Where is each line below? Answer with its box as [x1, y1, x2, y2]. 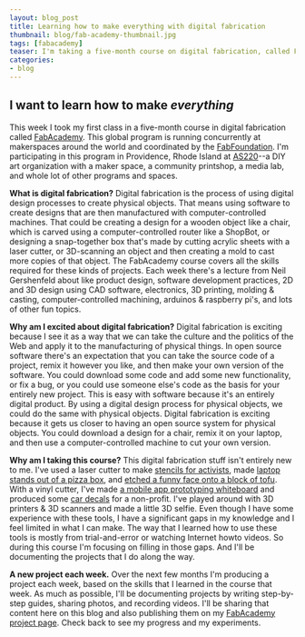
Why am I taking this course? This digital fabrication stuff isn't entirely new [9, 454, 292, 465]
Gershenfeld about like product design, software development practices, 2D [9, 274, 293, 285]
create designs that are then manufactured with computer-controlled [9, 206, 267, 218]
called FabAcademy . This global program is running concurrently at [9, 131, 261, 142]
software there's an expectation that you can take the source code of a [9, 350, 275, 361]
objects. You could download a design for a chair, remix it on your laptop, [9, 427, 283, 438]
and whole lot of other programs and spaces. [9, 170, 179, 181]
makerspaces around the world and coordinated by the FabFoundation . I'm [9, 141, 289, 152]
